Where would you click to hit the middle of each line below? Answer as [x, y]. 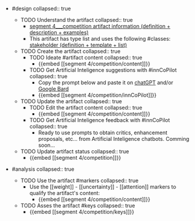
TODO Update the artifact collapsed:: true [71, 101]
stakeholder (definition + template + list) [78, 45]
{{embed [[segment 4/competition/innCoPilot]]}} [97, 95]
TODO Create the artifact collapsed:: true [71, 51]
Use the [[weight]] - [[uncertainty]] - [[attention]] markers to [103, 187]
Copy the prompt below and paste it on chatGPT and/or [106, 83]
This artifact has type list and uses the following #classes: [100, 39]
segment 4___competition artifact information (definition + [100, 26]
